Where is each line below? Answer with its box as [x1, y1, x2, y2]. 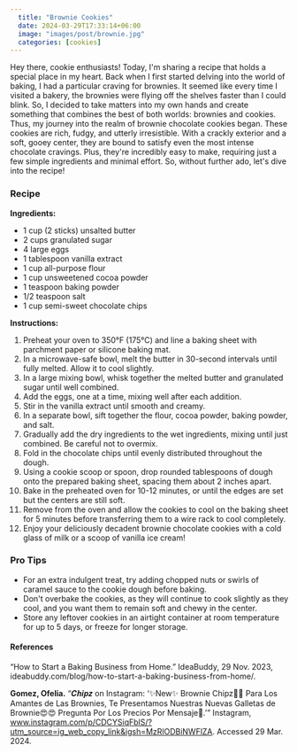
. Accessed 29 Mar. [212, 726, 284, 737]
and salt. [22, 419, 55, 430]
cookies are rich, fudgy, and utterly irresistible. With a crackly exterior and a [10, 128, 286, 138]
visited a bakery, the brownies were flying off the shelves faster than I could [10, 90, 286, 101]
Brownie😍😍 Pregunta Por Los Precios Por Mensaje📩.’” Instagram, [10, 708, 252, 718]
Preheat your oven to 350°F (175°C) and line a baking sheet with [22, 334, 257, 345]
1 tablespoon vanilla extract [22, 253, 123, 264]
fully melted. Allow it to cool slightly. [22, 362, 155, 373]
